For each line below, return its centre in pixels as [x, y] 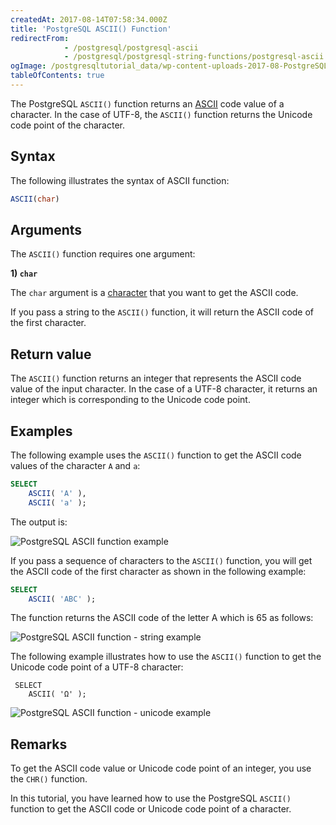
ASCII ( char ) [35, 199]
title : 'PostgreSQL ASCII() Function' [91, 29]
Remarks [39, 744]
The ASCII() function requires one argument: [103, 254]
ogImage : [28, 66]
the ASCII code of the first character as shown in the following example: [158, 571]
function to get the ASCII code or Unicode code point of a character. [151, 809]
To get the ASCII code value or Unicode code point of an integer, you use [161, 768]
